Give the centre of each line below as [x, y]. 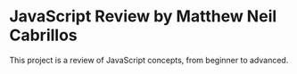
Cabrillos [43, 35]
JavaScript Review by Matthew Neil [143, 16]
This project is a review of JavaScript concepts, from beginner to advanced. [149, 60]
